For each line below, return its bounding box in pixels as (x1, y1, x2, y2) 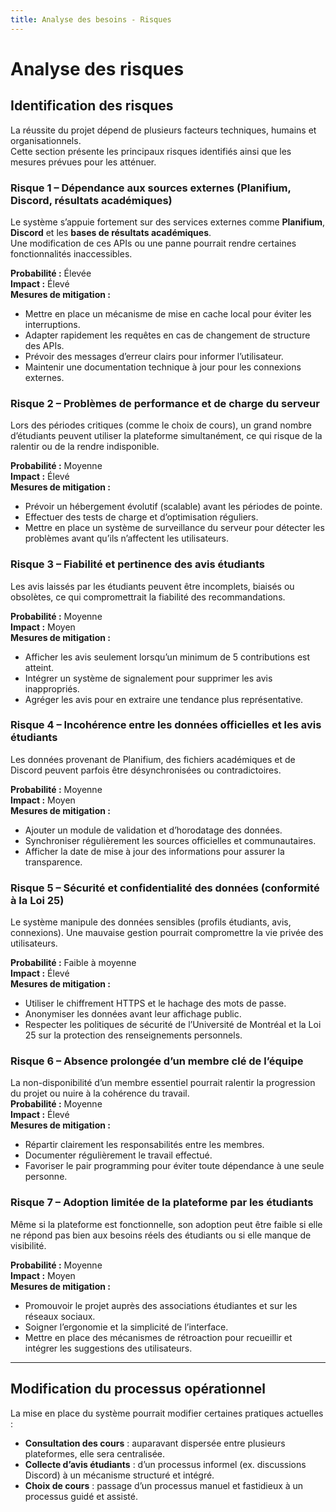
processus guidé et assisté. (24, 1490, 139, 1502)
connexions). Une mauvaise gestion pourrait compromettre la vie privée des (10, 927, 324, 939)
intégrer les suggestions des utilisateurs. (24, 1342, 193, 1354)
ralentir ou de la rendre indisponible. (10, 441, 160, 453)
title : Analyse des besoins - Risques (10, 14, 172, 25)
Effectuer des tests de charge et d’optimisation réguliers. (24, 511, 259, 523)
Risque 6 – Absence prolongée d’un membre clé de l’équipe (10, 1054, 304, 1068)
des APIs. (24, 339, 65, 351)
